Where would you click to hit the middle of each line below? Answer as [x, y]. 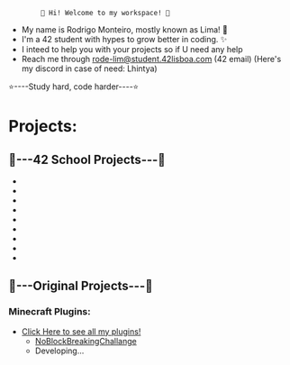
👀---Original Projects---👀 [81, 286]
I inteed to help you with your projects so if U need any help [132, 49]
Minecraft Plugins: [50, 312]
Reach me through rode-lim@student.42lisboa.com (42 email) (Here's [151, 59]
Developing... [59, 351]
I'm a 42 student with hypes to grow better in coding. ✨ [124, 39]
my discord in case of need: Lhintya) [90, 68]
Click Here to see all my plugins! [81, 331]
